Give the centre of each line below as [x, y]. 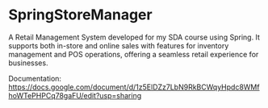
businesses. [28, 63]
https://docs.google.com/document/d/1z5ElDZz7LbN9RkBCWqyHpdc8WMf [134, 87]
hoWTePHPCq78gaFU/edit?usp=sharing [75, 95]
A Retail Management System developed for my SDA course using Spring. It [134, 37]
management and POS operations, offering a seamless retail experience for [134, 54]
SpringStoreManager [80, 15]
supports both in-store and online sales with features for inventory [119, 45]
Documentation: [35, 78]
